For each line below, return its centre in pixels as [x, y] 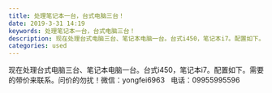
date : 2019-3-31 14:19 [47, 23]
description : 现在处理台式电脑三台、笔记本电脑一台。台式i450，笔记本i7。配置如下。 [137, 38]
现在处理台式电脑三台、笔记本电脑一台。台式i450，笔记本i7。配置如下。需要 [136, 70]
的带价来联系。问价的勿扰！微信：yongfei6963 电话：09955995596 [124, 80]
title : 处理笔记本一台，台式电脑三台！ [67, 16]
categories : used [38, 46]
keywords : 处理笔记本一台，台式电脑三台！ [72, 31]
